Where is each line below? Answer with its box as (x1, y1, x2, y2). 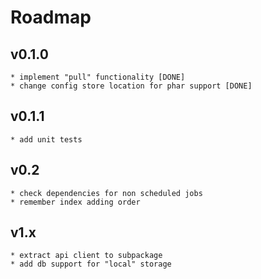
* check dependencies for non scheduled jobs (10, 188, 203, 198)
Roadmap (10, 6, 92, 29)
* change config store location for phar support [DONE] (10, 81, 253, 91)
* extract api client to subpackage (10, 251, 163, 261)
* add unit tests (10, 134, 83, 145)
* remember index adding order (10, 197, 141, 207)
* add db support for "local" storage (10, 259, 172, 270)
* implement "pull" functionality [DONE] (10, 72, 186, 82)
